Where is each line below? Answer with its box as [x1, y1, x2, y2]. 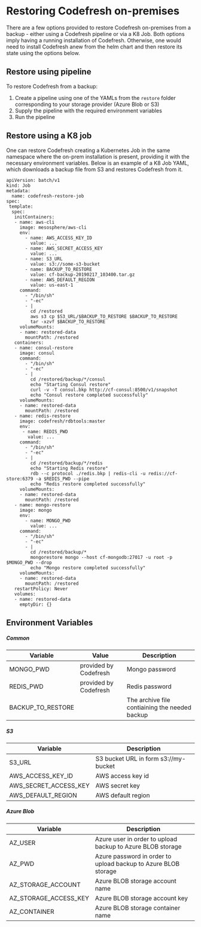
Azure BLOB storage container [95, 904, 181, 912]
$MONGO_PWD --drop [6, 560, 52, 566]
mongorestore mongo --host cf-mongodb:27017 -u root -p [30, 554, 172, 560]
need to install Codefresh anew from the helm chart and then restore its [6, 43, 182, 50]
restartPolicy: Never [14, 585, 68, 592]
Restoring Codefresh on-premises [6, 4, 179, 18]
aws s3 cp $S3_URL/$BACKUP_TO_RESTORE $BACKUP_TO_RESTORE [30, 313, 178, 320]
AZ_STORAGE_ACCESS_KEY [9, 893, 90, 902]
